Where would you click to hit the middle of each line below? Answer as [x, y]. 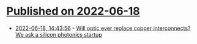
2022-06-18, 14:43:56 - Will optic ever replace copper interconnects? [103, 28]
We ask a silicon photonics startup [58, 34]
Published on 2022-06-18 [73, 11]
